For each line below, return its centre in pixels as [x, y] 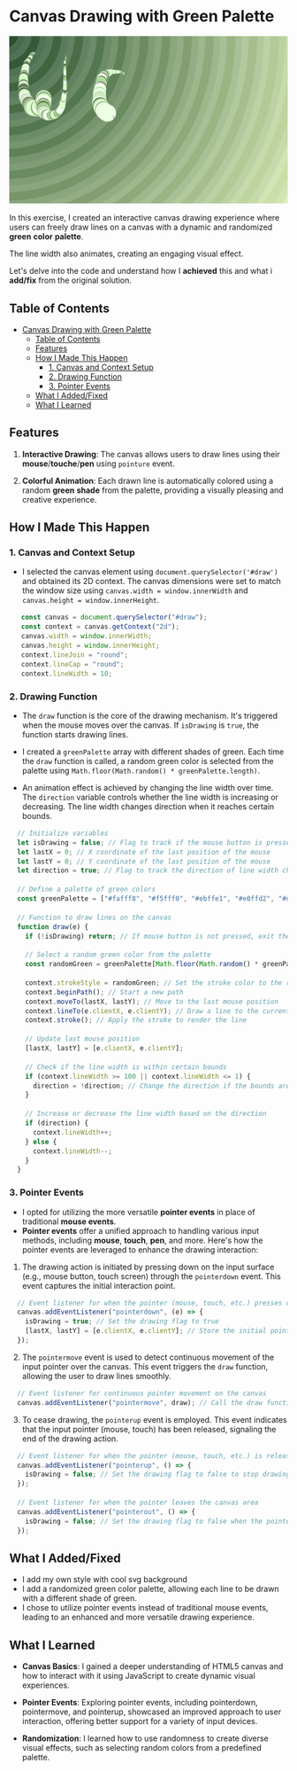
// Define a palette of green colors [87, 889]
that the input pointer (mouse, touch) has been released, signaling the [149, 1429]
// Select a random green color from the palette [118, 955]
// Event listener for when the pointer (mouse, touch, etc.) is [140, 1455]
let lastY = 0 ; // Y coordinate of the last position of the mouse [144, 862]
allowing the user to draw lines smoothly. [96, 1376]
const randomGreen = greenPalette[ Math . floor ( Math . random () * [142, 964]
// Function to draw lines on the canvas [95, 917]
